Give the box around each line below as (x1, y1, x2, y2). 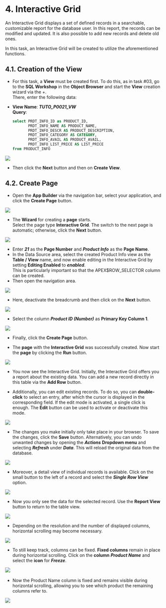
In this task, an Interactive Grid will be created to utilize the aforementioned (5, 45, 159, 51)
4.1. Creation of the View (5, 65, 82, 74)
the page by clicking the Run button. (12, 349, 87, 355)
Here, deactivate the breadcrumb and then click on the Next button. (12, 297, 151, 303)
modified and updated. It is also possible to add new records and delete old (5, 30, 159, 36)
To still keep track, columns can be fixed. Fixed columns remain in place (12, 547, 161, 553)
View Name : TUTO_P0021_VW (12, 103, 76, 110)
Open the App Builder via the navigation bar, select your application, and (12, 192, 162, 198)
